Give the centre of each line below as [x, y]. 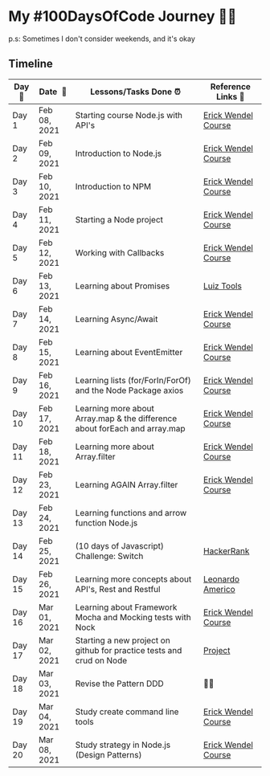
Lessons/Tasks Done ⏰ [135, 92]
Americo [219, 589]
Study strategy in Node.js [123, 745]
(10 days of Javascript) [120, 545]
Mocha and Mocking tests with [133, 617]
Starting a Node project [119, 219]
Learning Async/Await [117, 319]
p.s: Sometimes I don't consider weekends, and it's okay [102, 39]
